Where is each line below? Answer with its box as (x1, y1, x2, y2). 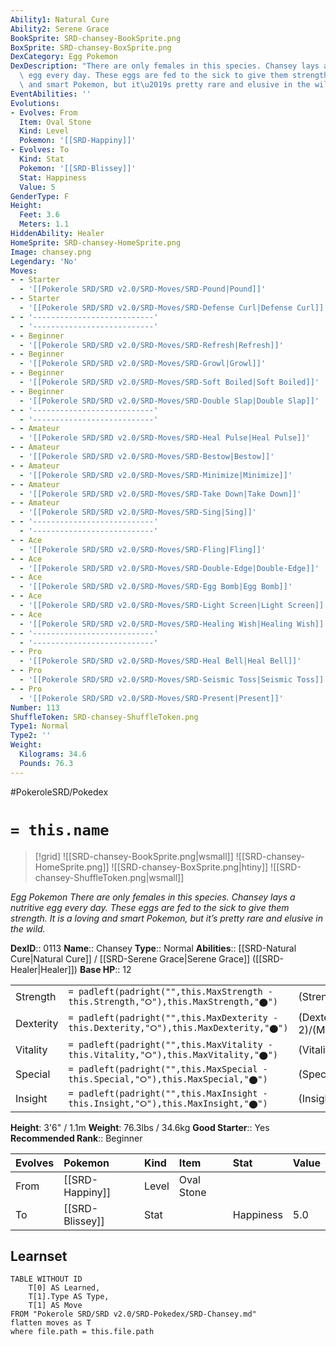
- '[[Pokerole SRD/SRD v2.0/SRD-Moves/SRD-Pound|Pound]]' (19, 284, 267, 295)
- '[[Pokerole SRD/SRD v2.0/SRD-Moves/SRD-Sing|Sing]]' (19, 507, 257, 518)
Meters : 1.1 (19, 219, 70, 230)
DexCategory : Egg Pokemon (10, 52, 118, 62)
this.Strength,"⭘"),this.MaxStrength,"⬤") (68, 996, 279, 1007)
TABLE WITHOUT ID (10, 1274, 83, 1285)
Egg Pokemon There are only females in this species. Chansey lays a (10, 891, 296, 903)
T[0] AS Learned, (28, 1283, 101, 1293)
